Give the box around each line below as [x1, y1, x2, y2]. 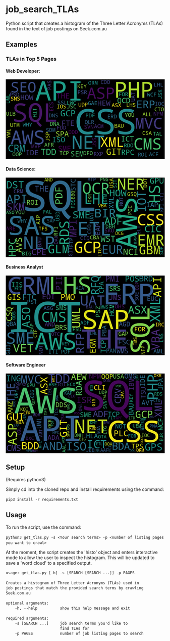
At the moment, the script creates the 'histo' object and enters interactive [6, 549, 158, 555]
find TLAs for [60, 626, 90, 631]
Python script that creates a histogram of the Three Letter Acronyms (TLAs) [6, 20, 163, 26]
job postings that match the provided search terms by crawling [6, 585, 144, 590]
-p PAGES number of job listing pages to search [15, 631, 144, 636]
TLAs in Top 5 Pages [6, 56, 57, 63]
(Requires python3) [6, 476, 46, 482]
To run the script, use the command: [6, 524, 81, 530]
